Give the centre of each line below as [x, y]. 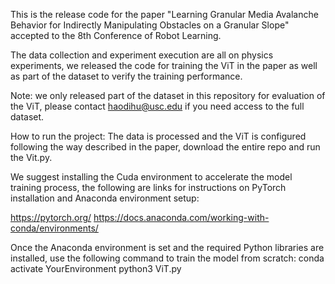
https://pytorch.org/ [51, 217]
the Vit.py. [31, 157]
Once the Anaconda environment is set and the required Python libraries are [167, 247]
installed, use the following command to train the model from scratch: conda [167, 258]
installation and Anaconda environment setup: [105, 198]
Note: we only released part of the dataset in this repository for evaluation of [168, 95]
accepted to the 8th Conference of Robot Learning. [116, 35]
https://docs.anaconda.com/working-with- [181, 217]
